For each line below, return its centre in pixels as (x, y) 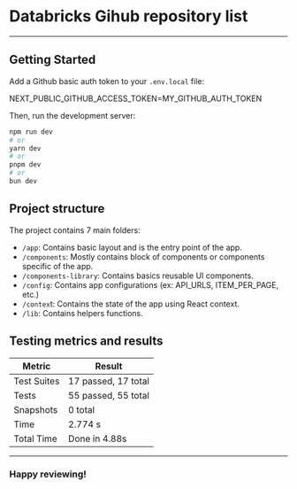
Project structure (57, 209)
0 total (81, 409)
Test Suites (37, 381)
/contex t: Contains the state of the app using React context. (131, 304)
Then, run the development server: (72, 115)
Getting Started (53, 60)
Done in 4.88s (97, 439)
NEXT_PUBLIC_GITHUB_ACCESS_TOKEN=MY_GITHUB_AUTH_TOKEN (136, 98)
